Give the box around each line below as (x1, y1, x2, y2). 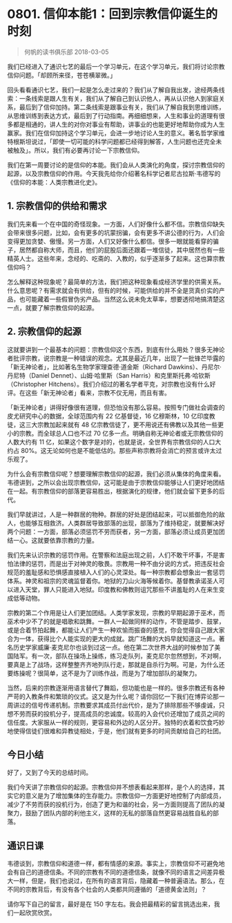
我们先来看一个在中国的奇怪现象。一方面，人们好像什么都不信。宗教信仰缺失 (7, 220, 225, 228)
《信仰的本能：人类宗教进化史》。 (7, 177, 101, 186)
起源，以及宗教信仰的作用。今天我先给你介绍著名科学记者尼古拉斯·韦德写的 (7, 169, 221, 177)
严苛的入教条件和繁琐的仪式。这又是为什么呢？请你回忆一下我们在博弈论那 (7, 692, 219, 701)
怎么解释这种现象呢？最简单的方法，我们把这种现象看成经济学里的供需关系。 (7, 278, 225, 286)
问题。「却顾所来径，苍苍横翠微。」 (19, 70, 116, 79)
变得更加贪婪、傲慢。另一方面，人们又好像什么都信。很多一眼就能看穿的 (7, 237, 213, 245)
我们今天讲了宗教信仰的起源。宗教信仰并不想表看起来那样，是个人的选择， (7, 783, 219, 791)
